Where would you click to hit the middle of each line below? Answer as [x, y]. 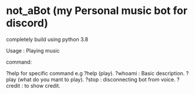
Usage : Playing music [33, 50]
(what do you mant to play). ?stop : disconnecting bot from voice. [96, 79]
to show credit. [42, 85]
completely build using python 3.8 [47, 39]
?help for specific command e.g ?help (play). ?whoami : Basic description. [95, 73]
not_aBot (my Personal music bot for [97, 11]
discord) [27, 23]
